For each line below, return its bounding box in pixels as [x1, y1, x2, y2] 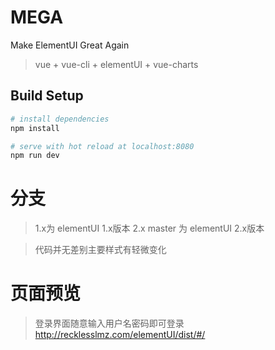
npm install [10, 123, 60, 133]
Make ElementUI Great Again [10, 39, 130, 51]
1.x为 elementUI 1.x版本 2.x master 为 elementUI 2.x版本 [34, 222, 265, 235]
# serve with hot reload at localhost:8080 [10, 141, 195, 151]
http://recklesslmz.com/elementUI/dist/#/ [34, 329, 206, 341]
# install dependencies [10, 114, 110, 124]
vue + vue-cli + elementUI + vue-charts [34, 58, 199, 70]
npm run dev [10, 151, 60, 161]
